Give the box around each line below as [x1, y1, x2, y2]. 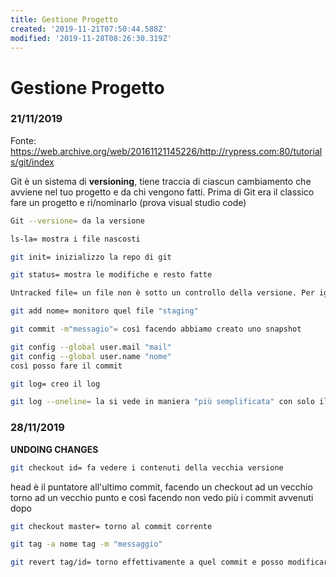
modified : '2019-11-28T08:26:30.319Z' [10, 33, 172, 43]
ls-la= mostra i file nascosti [10, 234, 141, 244]
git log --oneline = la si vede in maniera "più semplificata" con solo [10, 397, 315, 407]
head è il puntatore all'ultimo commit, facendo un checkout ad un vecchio [10, 481, 313, 493]
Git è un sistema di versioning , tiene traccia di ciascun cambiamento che [10, 175, 312, 187]
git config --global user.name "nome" [10, 351, 172, 361]
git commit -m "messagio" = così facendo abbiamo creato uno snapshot [10, 324, 302, 335]
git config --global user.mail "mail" [10, 342, 172, 352]
